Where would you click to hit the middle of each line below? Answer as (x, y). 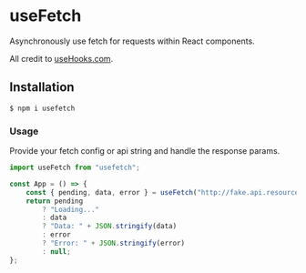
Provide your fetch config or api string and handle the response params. (145, 151)
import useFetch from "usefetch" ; (75, 168)
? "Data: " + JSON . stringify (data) (110, 227)
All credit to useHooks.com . (61, 58)
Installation (42, 87)
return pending (55, 201)
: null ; (56, 251)
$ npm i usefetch (42, 108)
